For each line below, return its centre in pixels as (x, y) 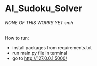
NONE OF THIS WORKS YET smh (39, 22)
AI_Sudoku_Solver (44, 9)
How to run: (17, 38)
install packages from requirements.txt (52, 48)
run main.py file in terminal (40, 53)
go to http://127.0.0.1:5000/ (40, 58)
